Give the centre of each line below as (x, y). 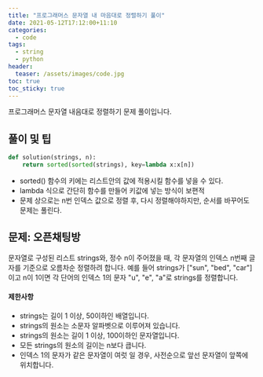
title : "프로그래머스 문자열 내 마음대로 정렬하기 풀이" (87, 15)
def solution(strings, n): (52, 158)
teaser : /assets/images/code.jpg (70, 74)
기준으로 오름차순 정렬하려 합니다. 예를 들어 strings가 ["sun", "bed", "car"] (137, 267)
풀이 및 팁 (30, 139)
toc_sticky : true (37, 88)
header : (21, 67)
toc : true (24, 81)
